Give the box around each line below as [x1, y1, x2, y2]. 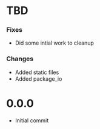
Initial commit [15, 117, 49, 124]
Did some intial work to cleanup [15, 39, 94, 46]
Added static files [15, 68, 59, 76]
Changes [6, 54, 34, 63]
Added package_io [15, 75, 62, 83]
